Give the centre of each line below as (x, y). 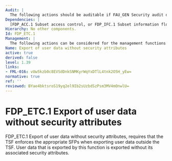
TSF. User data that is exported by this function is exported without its (79, 147)
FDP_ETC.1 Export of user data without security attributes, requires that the (84, 136)
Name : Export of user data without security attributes (66, 48)
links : (12, 67)
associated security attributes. (37, 153)
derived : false (21, 57)
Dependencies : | (23, 19)
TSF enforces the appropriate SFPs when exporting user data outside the (82, 142)
